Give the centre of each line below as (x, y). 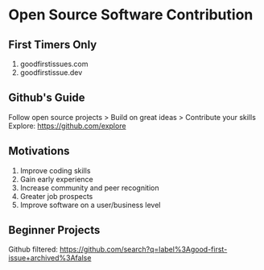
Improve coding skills (55, 170)
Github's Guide (47, 98)
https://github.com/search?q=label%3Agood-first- (144, 249)
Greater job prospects (56, 196)
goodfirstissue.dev (51, 73)
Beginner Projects (54, 230)
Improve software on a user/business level (90, 205)
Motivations (39, 151)
